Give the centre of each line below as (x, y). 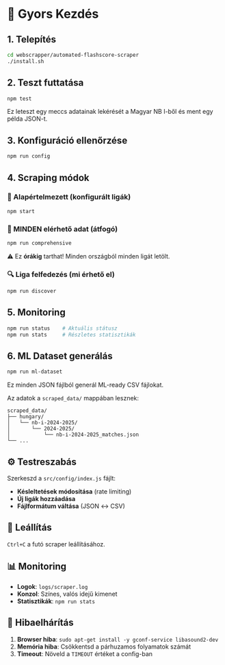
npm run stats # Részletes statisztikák (71, 335)
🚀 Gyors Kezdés (53, 14)
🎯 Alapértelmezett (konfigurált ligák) (69, 197)
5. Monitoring (37, 312)
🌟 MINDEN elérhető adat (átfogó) (63, 229)
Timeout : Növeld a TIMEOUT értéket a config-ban (84, 653)
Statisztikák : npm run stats (56, 601)
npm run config (29, 156)
